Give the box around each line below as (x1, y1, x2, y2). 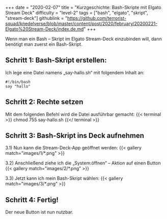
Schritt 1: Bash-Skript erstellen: (5, 56, 107, 65)
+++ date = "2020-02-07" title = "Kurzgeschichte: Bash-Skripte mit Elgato (5, 5, 161, 10)
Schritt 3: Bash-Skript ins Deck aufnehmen (5, 131, 144, 140)
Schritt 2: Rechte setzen (5, 98, 83, 106)
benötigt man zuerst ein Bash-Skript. (5, 41, 82, 47)
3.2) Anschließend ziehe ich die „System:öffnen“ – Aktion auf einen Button (5, 160, 161, 166)
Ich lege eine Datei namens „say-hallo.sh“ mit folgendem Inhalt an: (5, 69, 145, 75)
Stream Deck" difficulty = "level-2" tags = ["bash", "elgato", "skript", (5, 10, 149, 16)
